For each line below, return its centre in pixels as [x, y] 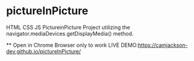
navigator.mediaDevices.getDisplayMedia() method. [70, 33]
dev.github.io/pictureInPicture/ [44, 51]
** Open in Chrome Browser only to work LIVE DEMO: [72, 45]
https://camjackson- [163, 45]
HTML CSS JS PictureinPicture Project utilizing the [68, 27]
